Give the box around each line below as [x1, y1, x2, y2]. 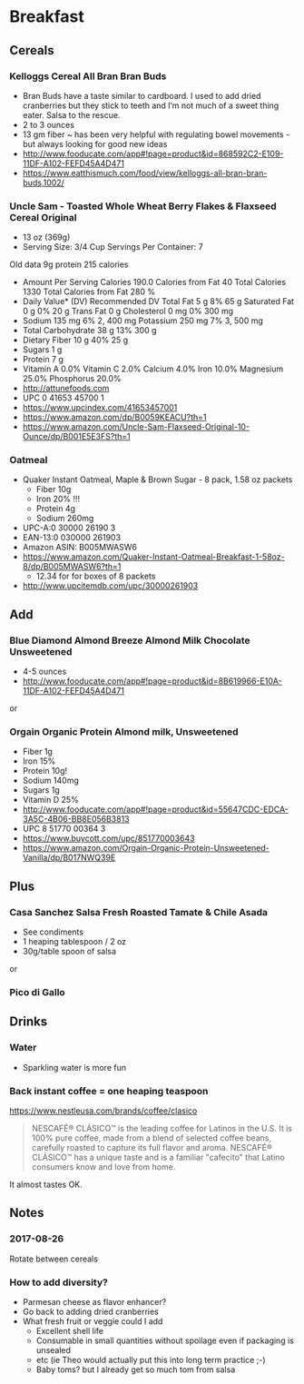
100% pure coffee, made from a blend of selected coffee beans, [31, 1132, 272, 1143]
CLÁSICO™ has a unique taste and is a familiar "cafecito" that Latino [31, 1152, 286, 1163]
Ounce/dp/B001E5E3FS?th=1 [22, 431, 131, 442]
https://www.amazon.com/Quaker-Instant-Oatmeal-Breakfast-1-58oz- [22, 551, 285, 562]
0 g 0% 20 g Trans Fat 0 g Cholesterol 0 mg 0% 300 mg [22, 306, 234, 317]
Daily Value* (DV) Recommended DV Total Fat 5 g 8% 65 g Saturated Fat [22, 296, 295, 307]
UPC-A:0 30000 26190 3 [22, 522, 116, 533]
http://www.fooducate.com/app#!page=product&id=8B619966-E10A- [22, 676, 283, 687]
